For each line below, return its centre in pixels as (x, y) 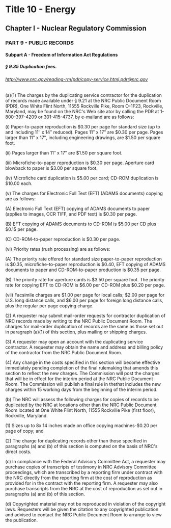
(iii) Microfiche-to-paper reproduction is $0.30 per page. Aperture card (80, 163)
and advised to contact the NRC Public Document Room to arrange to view (83, 514)
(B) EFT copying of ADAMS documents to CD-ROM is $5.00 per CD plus (81, 224)
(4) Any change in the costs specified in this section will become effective (83, 362)
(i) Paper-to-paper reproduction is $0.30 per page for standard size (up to (83, 126)
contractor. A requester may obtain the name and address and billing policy (84, 347)
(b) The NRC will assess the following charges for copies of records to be (82, 399)
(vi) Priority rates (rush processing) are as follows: (58, 249)
